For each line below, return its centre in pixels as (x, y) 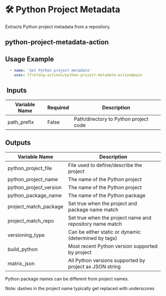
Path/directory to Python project (111, 119)
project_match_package (36, 206)
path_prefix (21, 122)
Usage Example (30, 59)
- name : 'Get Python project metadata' (51, 71)
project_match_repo (31, 221)
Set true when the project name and (110, 217)
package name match (93, 209)
